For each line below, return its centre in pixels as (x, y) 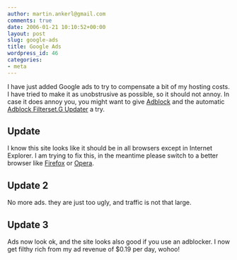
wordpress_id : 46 (33, 54)
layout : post (27, 34)
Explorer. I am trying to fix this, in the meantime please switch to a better (113, 155)
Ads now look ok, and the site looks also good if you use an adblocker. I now (118, 242)
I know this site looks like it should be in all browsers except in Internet (110, 148)
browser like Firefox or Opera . (51, 163)
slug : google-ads (33, 40)
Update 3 (28, 224)
